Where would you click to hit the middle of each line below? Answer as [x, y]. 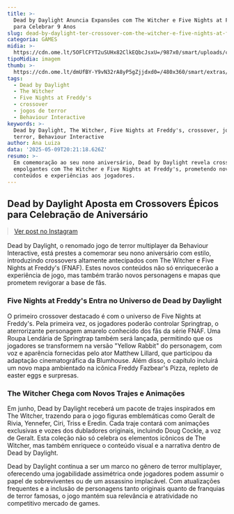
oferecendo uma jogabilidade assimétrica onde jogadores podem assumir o [116, 474]
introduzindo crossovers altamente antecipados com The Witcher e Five [111, 260]
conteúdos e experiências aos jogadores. [75, 176]
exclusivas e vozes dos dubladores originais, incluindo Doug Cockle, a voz [114, 430]
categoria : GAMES [32, 40]
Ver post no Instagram [46, 231]
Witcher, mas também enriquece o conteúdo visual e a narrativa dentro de [114, 445]
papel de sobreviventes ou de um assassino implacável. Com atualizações [114, 481]
